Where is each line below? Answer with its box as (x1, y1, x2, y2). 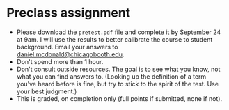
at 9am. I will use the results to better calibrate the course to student (16, 35, 213, 43)
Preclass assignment (6, 5, 131, 21)
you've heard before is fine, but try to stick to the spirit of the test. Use (16, 79, 219, 88)
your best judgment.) (16, 87, 77, 95)
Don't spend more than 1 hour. (16, 57, 104, 65)
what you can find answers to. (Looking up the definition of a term (16, 72, 207, 81)
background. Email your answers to (16, 42, 118, 51)
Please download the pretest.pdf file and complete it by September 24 (16, 28, 221, 36)
